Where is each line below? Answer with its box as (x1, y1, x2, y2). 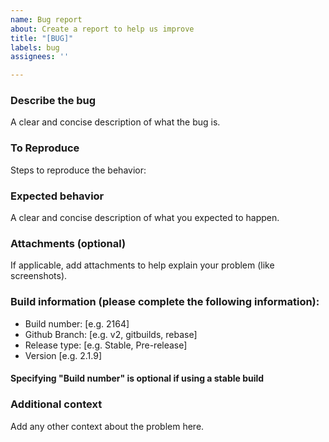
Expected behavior (10, 189, 105, 203)
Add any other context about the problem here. (10, 420, 205, 432)
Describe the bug (10, 94, 97, 108)
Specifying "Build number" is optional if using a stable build (10, 372, 265, 385)
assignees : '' (10, 52, 70, 62)
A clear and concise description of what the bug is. (10, 116, 221, 128)
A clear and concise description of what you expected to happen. (10, 212, 280, 224)
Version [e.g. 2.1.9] (24, 349, 103, 361)
